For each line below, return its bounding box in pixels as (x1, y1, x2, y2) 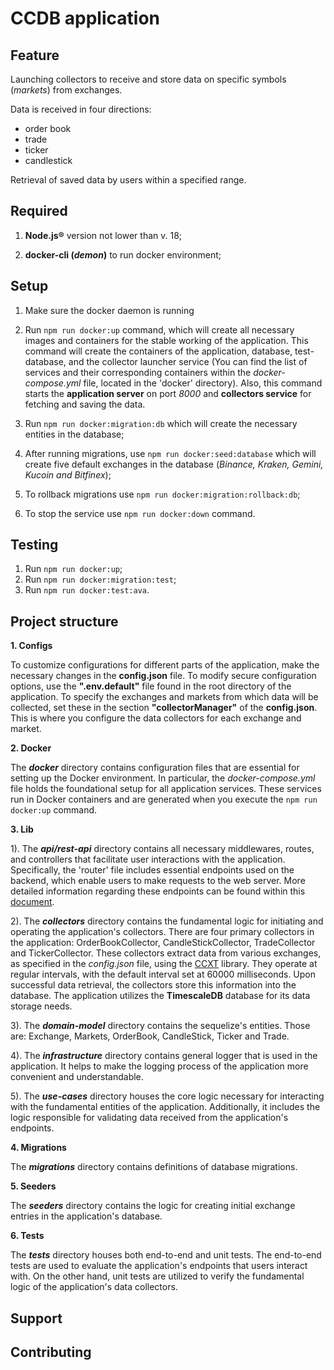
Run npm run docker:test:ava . (24, 584, 150, 596)
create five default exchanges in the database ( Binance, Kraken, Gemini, (24, 458, 324, 470)
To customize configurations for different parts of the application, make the (10, 659, 320, 671)
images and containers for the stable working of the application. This (24, 334, 309, 346)
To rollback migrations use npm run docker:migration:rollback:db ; (24, 488, 301, 500)
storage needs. (10, 1000, 73, 1012)
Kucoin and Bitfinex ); (24, 468, 112, 481)
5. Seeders (10, 1180, 57, 1192)
